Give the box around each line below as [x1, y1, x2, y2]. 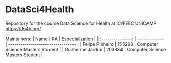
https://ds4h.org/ [5, 25, 41, 31]
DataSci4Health [5, 4, 74, 15]
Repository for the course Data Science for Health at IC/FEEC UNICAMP [5, 20, 157, 26]
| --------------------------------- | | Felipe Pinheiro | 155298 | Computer [5, 41, 158, 47]
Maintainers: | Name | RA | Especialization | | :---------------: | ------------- [5, 36, 164, 42]
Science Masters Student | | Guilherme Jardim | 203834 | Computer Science [5, 46, 166, 52]
